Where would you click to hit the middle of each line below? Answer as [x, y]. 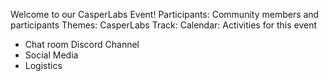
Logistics [43, 65]
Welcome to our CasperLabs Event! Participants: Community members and [165, 14]
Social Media [51, 55]
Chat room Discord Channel [82, 44]
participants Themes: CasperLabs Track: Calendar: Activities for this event [164, 25]
